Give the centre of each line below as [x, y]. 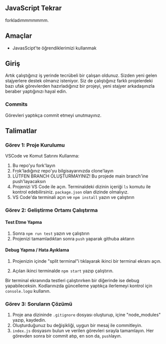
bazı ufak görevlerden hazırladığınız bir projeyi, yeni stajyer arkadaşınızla [80, 86]
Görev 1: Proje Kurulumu [35, 145]
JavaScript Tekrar [34, 8]
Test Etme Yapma [24, 222]
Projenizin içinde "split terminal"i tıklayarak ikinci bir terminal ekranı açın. [87, 261]
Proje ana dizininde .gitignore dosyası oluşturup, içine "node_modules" [86, 315]
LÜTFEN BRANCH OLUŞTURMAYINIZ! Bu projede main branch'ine [80, 176]
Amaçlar [19, 36]
